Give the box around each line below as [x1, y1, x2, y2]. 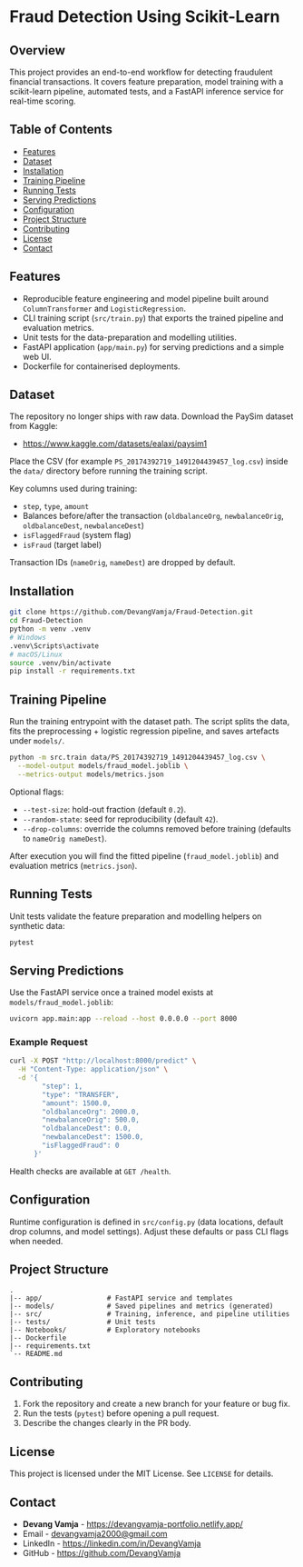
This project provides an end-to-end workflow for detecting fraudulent [9, 66, 274, 77]
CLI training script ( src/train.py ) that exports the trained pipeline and [22, 312, 284, 324]
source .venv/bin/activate [9, 658, 112, 667]
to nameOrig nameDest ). [22, 833, 107, 843]
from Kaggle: [9, 421, 58, 432]
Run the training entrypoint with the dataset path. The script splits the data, [9, 716, 290, 727]
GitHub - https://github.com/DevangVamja [22, 1547, 181, 1558]
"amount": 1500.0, [42, 1098, 112, 1108]
